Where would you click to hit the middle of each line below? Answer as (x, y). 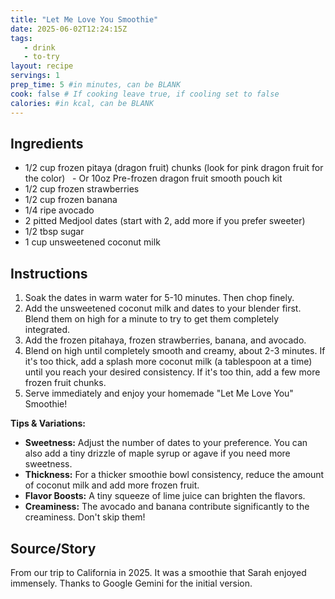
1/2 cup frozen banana (71, 200)
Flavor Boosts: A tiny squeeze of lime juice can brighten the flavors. (165, 496)
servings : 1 (35, 76)
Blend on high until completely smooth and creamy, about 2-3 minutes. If (175, 351)
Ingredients (47, 143)
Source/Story (53, 548)
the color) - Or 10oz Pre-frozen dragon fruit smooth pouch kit (153, 178)
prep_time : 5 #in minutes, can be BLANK (96, 85)
